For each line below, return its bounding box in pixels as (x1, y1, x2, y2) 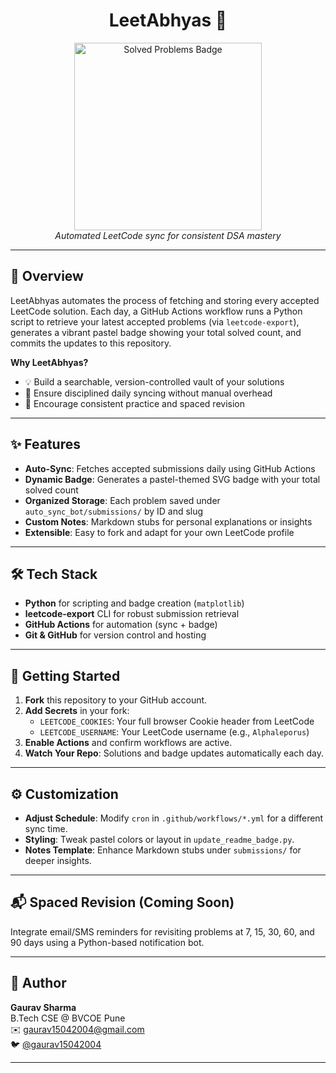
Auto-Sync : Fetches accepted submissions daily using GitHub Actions (24, 462, 316, 474)
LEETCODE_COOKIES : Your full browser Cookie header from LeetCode (39, 715, 315, 728)
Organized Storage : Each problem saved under (24, 494, 221, 506)
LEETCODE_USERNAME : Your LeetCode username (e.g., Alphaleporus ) (39, 726, 310, 738)
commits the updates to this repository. (10, 337, 172, 349)
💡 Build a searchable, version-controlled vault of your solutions (24, 375, 285, 388)
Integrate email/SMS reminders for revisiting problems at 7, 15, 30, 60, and (10, 925, 315, 938)
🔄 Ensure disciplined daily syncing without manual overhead (24, 387, 273, 399)
